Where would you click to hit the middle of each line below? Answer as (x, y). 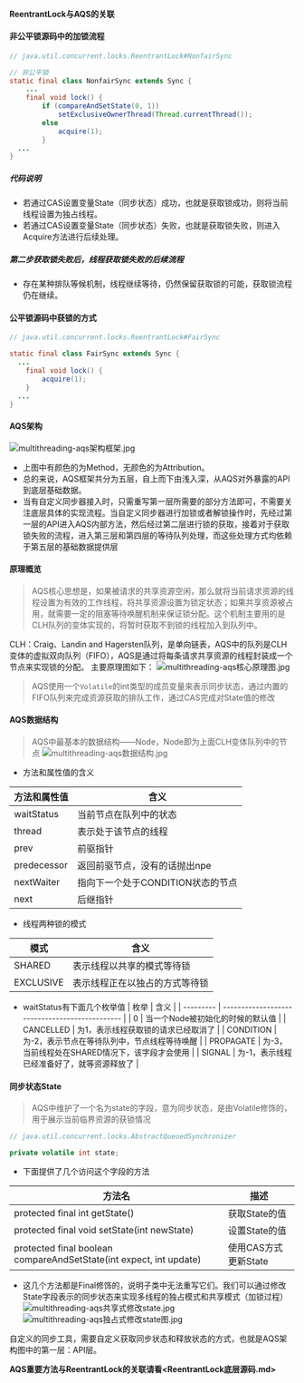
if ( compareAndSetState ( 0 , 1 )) (101, 106)
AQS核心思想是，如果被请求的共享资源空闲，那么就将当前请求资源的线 (162, 590)
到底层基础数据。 (54, 490)
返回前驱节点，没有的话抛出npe (144, 866)
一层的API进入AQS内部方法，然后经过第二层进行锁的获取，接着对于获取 (156, 524)
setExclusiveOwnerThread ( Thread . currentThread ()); (155, 115)
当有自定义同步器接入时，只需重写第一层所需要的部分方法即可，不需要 (153, 501)
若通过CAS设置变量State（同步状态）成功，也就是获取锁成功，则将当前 (155, 203)
